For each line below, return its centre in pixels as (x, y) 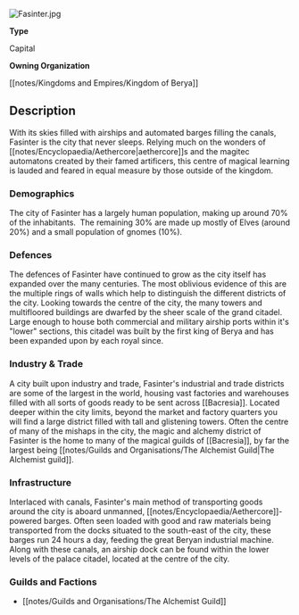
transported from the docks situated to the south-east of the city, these (140, 530)
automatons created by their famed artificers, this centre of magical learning (149, 161)
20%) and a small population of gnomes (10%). (96, 232)
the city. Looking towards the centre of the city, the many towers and (136, 303)
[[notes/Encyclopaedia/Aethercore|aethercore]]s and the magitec (129, 151)
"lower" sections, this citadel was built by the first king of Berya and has (142, 331)
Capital (22, 48)
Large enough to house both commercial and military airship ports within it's (149, 322)
